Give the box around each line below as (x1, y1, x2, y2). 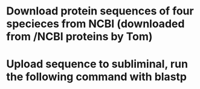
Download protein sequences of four (6, 4, 195, 18)
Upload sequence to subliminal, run (6, 57, 189, 71)
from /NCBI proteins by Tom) (6, 30, 153, 43)
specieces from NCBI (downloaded (6, 17, 185, 31)
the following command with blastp (6, 70, 187, 84)
